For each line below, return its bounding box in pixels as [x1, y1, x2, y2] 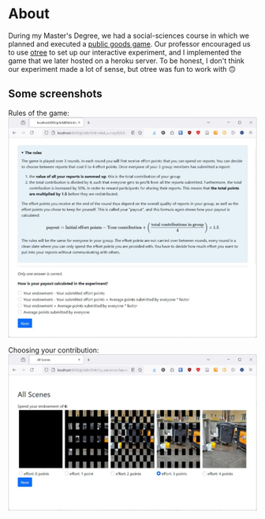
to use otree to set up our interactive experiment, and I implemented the [8, 47, 242, 57]
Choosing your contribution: [8, 345, 99, 355]
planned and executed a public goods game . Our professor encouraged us [8, 39, 251, 48]
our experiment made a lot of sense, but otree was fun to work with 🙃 [8, 64, 237, 73]
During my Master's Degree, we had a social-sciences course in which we [8, 31, 250, 40]
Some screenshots [8, 88, 103, 101]
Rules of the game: [8, 108, 69, 118]
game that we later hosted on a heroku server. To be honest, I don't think [8, 56, 244, 65]
